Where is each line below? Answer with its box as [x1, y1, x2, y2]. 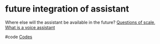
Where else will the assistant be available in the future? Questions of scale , [5, 19, 156, 25]
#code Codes [5, 34, 33, 40]
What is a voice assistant [5, 24, 55, 30]
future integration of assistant [5, 3, 129, 15]
